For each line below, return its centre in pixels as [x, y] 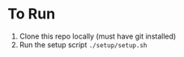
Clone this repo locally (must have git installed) [98, 36]
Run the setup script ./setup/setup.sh [83, 44]
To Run [32, 14]
